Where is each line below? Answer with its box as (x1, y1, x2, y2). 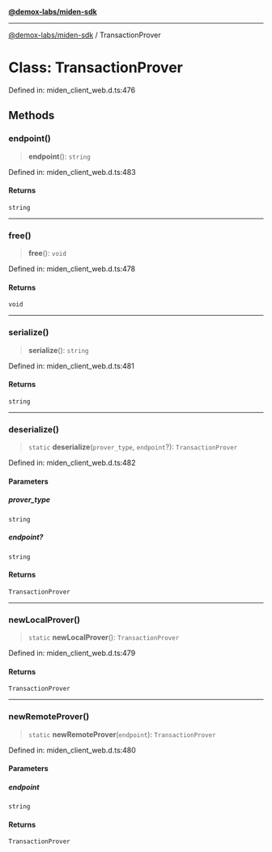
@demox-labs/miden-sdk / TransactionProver (8, 30, 161, 40)
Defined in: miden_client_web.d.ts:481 (8, 360, 135, 371)
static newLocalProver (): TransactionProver (28, 633, 180, 642)
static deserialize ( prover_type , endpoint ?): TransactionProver (28, 442, 238, 452)
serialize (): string (28, 345, 89, 355)
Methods (8, 109, 55, 122)
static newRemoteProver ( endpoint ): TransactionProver (28, 729, 216, 739)
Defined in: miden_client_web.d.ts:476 (8, 85, 136, 95)
